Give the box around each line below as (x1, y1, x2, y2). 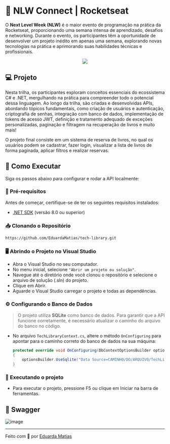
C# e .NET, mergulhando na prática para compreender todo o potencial (5, 94, 154, 101)
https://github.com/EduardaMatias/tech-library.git (5, 235, 116, 241)
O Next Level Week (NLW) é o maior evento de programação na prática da (5, 22, 161, 28)
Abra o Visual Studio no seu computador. (12, 261, 99, 267)
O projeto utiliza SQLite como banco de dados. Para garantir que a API (17, 312, 165, 318)
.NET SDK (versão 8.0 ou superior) (12, 209, 85, 215)
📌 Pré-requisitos (5, 188, 47, 195)
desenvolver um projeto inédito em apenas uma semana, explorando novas (5, 38, 162, 44)
